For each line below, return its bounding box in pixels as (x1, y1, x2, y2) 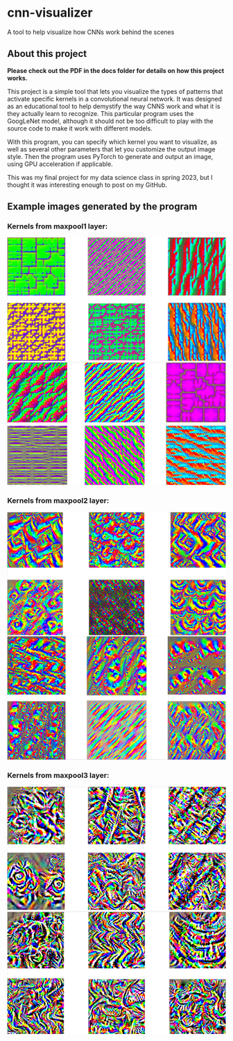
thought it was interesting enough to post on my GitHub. (7, 181, 168, 189)
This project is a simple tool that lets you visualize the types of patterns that (7, 87, 223, 95)
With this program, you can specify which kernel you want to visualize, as (7, 138, 218, 146)
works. (7, 74, 28, 82)
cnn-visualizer (7, 5, 93, 21)
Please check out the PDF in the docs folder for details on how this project (7, 66, 225, 74)
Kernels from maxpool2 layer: (7, 496, 110, 506)
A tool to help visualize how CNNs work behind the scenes (7, 28, 175, 36)
